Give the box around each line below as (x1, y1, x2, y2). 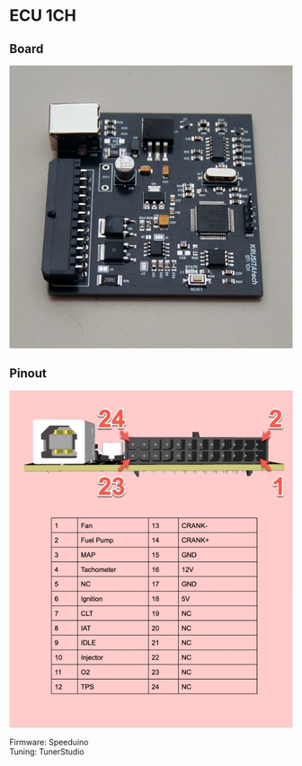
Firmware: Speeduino (9, 736, 89, 747)
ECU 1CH (9, 5, 76, 26)
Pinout (9, 365, 48, 382)
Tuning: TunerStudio (9, 746, 84, 757)
